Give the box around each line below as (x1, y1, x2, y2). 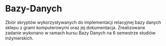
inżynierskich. (5, 35, 34, 41)
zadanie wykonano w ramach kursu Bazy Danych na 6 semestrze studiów (5, 30, 156, 36)
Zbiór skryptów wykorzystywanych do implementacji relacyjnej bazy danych (5, 19, 161, 25)
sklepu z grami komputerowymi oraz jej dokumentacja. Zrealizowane (5, 24, 145, 30)
